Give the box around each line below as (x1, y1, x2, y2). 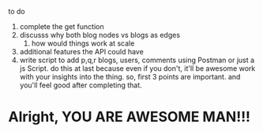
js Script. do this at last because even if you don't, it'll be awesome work (19, 64, 256, 73)
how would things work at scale (31, 39, 135, 48)
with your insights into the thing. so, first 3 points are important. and (19, 72, 241, 81)
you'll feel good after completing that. (19, 80, 142, 90)
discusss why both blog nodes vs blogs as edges (19, 31, 180, 39)
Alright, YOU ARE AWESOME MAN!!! (8, 108, 251, 126)
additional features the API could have (19, 47, 144, 56)
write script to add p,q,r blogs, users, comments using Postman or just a (19, 55, 255, 65)
